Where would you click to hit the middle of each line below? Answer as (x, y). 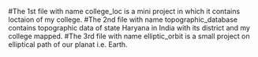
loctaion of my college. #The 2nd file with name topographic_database (123, 20)
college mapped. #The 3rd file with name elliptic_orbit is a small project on (129, 36)
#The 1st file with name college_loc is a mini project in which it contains (124, 11)
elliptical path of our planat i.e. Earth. (68, 45)
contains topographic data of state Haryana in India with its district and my (129, 28)
